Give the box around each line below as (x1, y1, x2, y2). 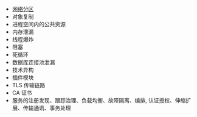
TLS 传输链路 (12, 82, 46, 88)
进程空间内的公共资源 (12, 21, 66, 27)
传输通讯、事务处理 (22, 104, 71, 112)
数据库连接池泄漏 (12, 58, 55, 66)
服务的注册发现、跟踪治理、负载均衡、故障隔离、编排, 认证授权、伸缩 (12, 97, 186, 104)
